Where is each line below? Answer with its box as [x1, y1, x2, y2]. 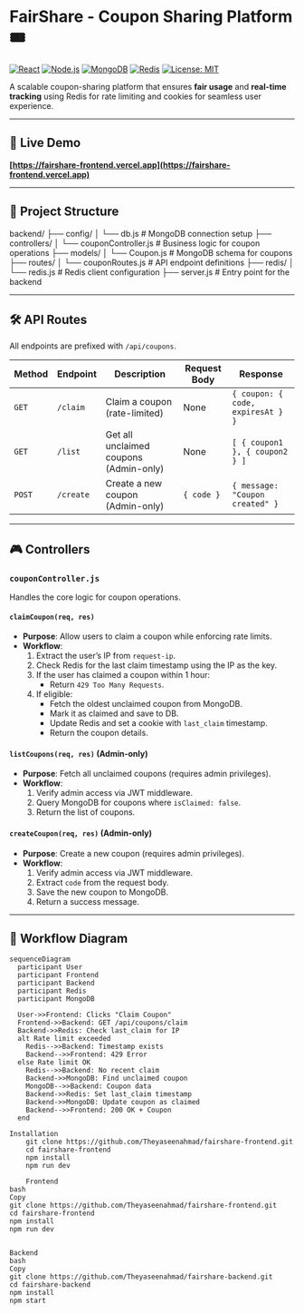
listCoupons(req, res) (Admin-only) [9, 748, 148, 759]
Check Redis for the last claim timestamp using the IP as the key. [35, 660, 278, 671]
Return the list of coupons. [35, 807, 136, 818]
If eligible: [35, 689, 73, 700]
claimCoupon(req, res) [9, 613, 95, 622]
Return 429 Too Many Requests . [49, 679, 165, 691]
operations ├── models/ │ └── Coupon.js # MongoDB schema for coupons [9, 247, 293, 258]
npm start [9, 1296, 47, 1306]
